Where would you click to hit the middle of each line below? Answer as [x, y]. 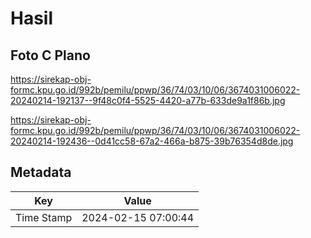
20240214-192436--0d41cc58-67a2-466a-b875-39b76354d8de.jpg [152, 141]
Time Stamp [44, 217]
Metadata [41, 172]
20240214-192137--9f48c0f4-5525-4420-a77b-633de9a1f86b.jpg [148, 100]
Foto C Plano [50, 55]
